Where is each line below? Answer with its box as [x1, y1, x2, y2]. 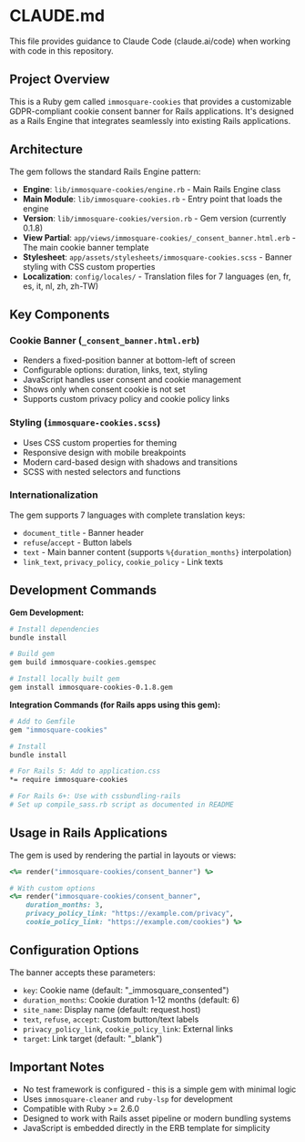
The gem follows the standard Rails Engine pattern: [9, 166, 201, 177]
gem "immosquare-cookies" [9, 725, 107, 735]
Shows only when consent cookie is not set [22, 384, 187, 395]
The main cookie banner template [22, 242, 149, 252]
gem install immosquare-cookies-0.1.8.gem [9, 683, 173, 693]
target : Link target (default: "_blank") [22, 1033, 163, 1044]
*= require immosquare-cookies [9, 776, 128, 785]
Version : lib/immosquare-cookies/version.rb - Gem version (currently [22, 212, 287, 223]
